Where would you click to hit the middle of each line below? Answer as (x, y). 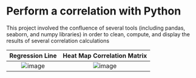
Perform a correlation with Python (94, 11)
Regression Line (33, 56)
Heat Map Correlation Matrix (105, 56)
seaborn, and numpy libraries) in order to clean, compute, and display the (98, 34)
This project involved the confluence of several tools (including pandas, (96, 28)
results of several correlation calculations (58, 41)
